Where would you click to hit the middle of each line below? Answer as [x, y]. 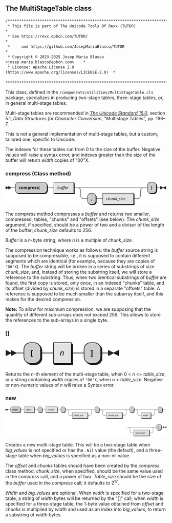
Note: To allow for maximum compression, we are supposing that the [78, 309]
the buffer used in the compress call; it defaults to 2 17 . [62, 482]
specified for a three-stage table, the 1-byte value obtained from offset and [84, 504]
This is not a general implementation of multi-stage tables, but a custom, [82, 134]
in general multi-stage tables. [36, 103]
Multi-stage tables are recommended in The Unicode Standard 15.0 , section [85, 113]
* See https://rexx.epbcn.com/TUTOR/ [48, 36]
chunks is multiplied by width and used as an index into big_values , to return [86, 509]
